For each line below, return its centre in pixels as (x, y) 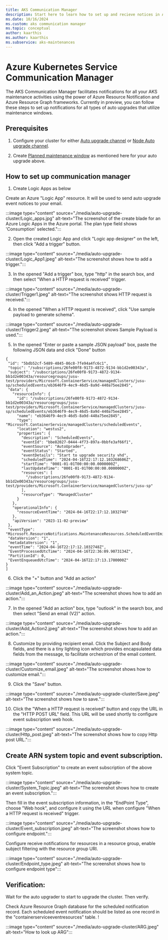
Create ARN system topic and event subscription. (84, 755)
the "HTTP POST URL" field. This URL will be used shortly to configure (85, 714)
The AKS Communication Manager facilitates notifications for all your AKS (82, 91)
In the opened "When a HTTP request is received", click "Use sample (84, 309)
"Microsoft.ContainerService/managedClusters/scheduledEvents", (74, 425)
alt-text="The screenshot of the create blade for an (108, 218)
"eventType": (21, 530)
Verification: (25, 885)
